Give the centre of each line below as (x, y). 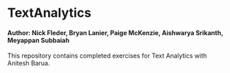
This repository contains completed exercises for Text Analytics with (107, 56)
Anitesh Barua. (29, 63)
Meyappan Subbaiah (38, 40)
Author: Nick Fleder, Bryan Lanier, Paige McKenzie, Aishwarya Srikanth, (115, 32)
